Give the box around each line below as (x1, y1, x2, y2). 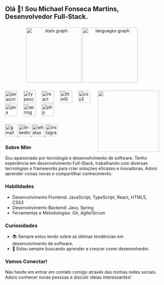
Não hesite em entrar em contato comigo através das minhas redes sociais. (5, 269, 157, 275)
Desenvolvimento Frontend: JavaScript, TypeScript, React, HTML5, (12, 194, 147, 200)
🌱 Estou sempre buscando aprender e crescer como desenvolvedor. (12, 246, 150, 252)
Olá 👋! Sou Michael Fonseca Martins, (5, 5, 119, 13)
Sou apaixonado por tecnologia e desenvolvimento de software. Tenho (5, 155, 147, 161)
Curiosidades (5, 222, 38, 229)
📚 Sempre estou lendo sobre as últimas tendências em (12, 233, 123, 239)
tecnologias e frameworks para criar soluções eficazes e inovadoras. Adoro (5, 165, 158, 172)
